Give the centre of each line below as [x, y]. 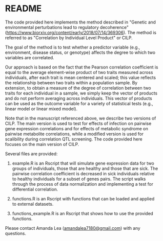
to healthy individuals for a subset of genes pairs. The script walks [79, 179]
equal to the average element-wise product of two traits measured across [79, 72]
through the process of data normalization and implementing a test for [83, 184]
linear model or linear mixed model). [41, 109]
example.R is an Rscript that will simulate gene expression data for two [83, 163]
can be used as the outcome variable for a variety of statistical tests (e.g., [79, 103]
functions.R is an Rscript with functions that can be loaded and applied [83, 198]
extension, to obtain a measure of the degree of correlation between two [78, 88]
